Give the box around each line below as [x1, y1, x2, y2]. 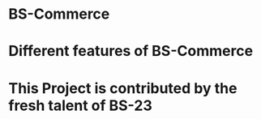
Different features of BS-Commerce [8, 42, 254, 61]
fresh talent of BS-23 [8, 96, 152, 114]
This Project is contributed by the [8, 79, 237, 97]
